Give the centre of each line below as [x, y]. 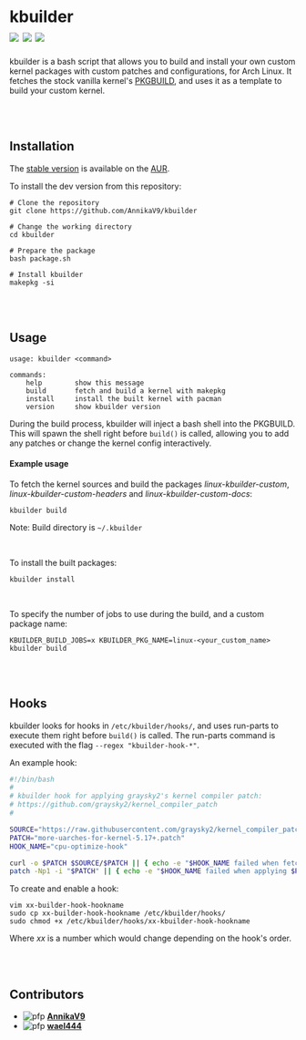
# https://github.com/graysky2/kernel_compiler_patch [114, 805]
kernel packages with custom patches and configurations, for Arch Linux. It [151, 71]
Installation [42, 146]
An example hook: [43, 762]
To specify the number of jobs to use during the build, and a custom [137, 613]
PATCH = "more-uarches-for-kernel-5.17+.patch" [97, 838]
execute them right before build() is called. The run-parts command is [143, 735]
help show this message [85, 383]
